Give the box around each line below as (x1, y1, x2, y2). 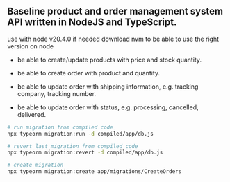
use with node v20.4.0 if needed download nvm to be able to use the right (7, 35, 220, 43)
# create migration (7, 162, 64, 169)
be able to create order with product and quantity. (17, 69, 161, 77)
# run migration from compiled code (7, 124, 113, 131)
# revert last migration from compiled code (7, 143, 138, 149)
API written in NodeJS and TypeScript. (7, 17, 177, 28)
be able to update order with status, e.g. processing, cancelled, (17, 103, 199, 111)
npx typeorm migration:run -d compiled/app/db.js (7, 130, 154, 137)
